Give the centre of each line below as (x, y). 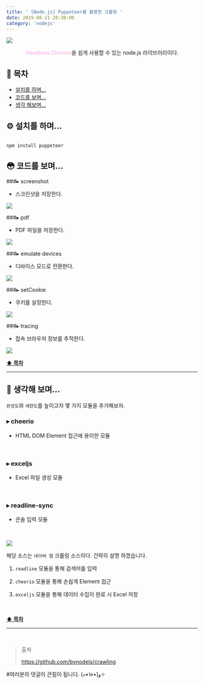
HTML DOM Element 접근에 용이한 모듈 (63, 435)
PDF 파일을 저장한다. (40, 230)
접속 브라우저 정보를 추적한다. (50, 338)
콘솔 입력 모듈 (31, 520)
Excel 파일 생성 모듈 (39, 478)
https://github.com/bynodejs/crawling (69, 662)
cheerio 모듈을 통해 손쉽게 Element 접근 (63, 582)
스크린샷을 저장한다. (39, 194)
